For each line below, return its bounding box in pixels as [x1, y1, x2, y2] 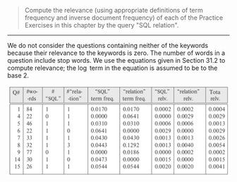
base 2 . [7, 71, 30, 80]
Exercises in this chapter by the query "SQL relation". [24, 21, 179, 29]
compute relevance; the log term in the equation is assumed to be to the [7, 63, 218, 72]
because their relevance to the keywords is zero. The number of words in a [7, 49, 226, 57]
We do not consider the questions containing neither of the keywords [7, 42, 209, 49]
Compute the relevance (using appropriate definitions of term [24, 6, 203, 14]
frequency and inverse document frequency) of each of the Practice [24, 13, 224, 22]
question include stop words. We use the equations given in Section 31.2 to [7, 56, 226, 64]
